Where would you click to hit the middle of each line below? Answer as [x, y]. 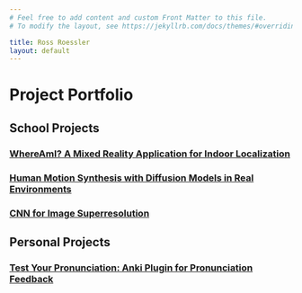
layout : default [40, 50]
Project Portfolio [71, 95]
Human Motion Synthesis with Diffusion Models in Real [132, 178]
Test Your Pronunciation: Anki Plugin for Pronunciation [131, 268]
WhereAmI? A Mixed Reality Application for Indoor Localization [150, 154]
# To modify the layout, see [64, 26]
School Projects [54, 128]
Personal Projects [60, 242]
